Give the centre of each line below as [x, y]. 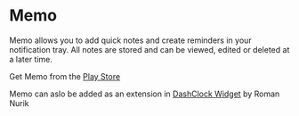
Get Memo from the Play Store [65, 76]
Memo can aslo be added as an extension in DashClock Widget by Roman [145, 94]
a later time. [31, 59]
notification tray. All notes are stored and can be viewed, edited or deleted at [149, 49]
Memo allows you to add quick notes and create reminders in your [130, 40]
